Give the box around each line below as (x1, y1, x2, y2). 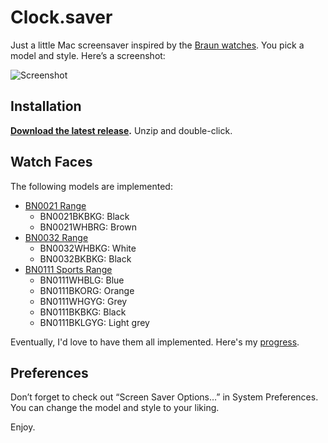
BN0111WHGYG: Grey (39, 295, 128, 307)
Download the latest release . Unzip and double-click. (10, 124, 233, 136)
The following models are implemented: (10, 180, 173, 192)
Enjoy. (10, 421, 36, 433)
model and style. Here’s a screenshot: (10, 49, 166, 61)
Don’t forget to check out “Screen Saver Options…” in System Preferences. (10, 391, 319, 403)
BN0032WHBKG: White (39, 242, 137, 254)
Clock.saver (10, 6, 113, 29)
